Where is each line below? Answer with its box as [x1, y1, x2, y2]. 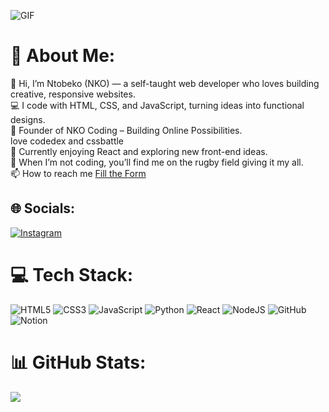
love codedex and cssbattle [10, 135, 125, 147]
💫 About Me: [10, 45, 116, 67]
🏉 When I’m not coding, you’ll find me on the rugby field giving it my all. [10, 156, 304, 168]
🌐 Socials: [10, 200, 76, 217]
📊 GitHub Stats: [10, 351, 147, 374]
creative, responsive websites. [10, 88, 136, 100]
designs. [10, 113, 46, 125]
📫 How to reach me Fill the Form [10, 167, 147, 179]
